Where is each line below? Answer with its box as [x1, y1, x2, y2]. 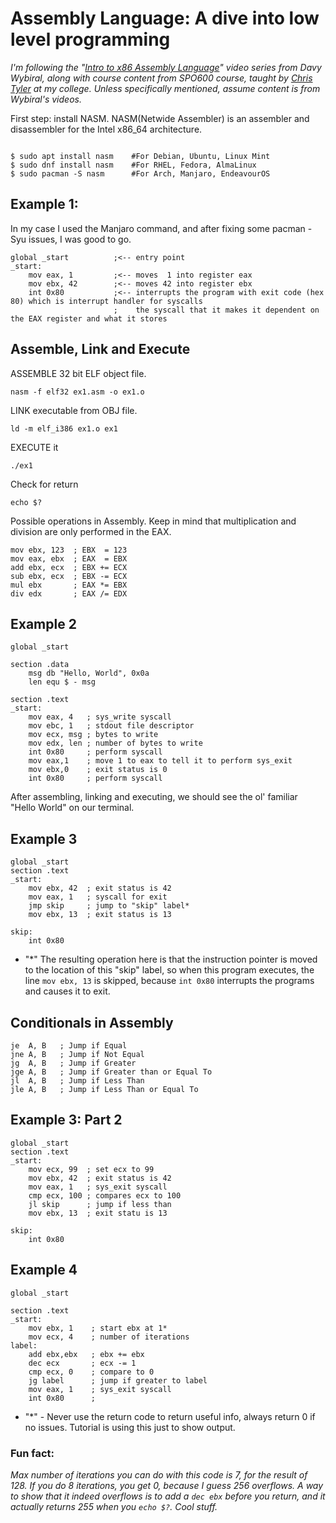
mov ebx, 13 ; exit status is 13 [28, 910, 172, 920]
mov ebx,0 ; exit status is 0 [28, 765, 168, 775]
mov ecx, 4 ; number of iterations [28, 1332, 190, 1342]
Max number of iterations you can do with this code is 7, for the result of [10, 1468, 308, 1481]
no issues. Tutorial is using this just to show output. [24, 1421, 236, 1433]
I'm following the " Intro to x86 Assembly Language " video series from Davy [10, 61, 322, 73]
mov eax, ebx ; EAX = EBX [10, 553, 128, 564]
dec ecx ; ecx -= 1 [28, 1358, 137, 1368]
